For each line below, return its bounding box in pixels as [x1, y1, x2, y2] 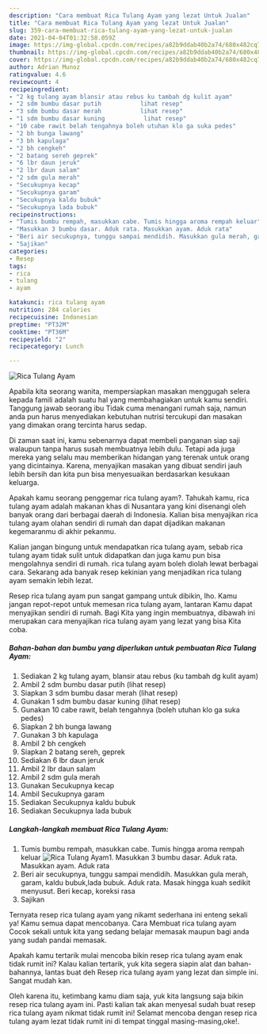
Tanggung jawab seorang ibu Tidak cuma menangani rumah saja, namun [9, 403, 246, 413]
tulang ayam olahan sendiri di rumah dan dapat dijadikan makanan [9, 518, 225, 528]
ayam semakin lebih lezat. [9, 576, 93, 586]
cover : [9, 56, 31, 64]
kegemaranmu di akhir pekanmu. [9, 527, 116, 536]
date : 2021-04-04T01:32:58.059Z [9, 33, 116, 42]
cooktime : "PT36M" [9, 328, 70, 336]
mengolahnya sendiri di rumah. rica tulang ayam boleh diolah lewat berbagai [9, 559, 258, 569]
